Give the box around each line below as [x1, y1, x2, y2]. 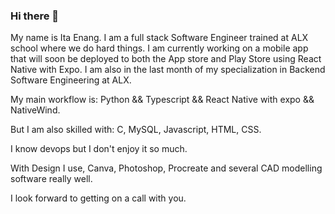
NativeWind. [10, 104, 61, 116]
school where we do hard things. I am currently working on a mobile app [10, 42, 309, 54]
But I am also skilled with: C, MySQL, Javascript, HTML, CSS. [10, 124, 262, 136]
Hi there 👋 [10, 9, 60, 23]
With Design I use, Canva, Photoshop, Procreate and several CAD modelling [10, 162, 323, 174]
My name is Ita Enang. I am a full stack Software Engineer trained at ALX [10, 32, 309, 44]
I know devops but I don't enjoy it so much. [10, 143, 188, 155]
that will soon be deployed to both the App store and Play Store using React [10, 53, 322, 65]
